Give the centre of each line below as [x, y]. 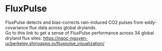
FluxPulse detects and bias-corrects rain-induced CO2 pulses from [74, 22]
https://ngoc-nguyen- [66, 38]
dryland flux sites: [24, 38]
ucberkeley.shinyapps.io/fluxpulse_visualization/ [55, 43]
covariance [17, 27]
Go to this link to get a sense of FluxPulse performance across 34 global [79, 33]
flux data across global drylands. [63, 27]
